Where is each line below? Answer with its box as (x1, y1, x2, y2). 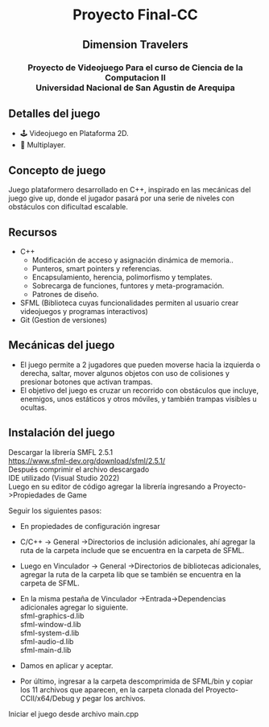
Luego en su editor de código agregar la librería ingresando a (8, 481, 212, 491)
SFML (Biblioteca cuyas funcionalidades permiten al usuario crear (19, 298, 239, 308)
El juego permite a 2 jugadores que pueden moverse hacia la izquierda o (19, 360, 261, 370)
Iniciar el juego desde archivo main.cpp (8, 708, 139, 718)
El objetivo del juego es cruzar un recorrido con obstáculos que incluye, (19, 385, 259, 395)
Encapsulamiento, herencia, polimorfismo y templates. (31, 272, 213, 282)
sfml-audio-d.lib (19, 636, 74, 646)
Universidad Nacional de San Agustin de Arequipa (35, 82, 235, 93)
